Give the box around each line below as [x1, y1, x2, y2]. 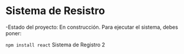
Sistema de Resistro [5, 4, 106, 18]
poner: [5, 29, 22, 36]
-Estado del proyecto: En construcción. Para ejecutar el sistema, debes [5, 23, 178, 31]
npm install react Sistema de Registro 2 [5, 41, 106, 48]
